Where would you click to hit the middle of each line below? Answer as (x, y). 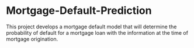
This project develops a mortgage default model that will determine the (91, 27)
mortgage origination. (32, 39)
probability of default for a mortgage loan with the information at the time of (97, 32)
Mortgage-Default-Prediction (79, 11)
